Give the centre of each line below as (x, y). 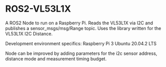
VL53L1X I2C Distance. (29, 33)
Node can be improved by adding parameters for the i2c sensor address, (81, 53)
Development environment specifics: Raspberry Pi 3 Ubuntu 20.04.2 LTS (81, 43)
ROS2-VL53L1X (38, 9)
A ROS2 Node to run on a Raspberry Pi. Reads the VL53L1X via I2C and (79, 23)
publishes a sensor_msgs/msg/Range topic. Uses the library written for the (83, 28)
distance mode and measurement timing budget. (56, 58)
